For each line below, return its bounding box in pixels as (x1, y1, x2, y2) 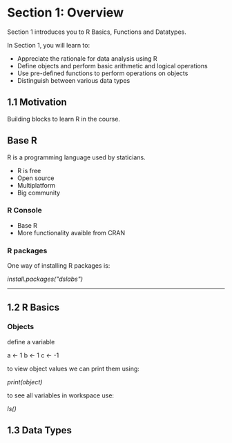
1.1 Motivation (7, 97, 67, 108)
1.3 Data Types (7, 424, 72, 436)
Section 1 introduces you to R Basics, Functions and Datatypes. (7, 28, 186, 36)
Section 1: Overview (7, 5, 124, 21)
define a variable (7, 337, 55, 346)
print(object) (7, 377, 43, 386)
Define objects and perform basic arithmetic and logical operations (17, 61, 209, 70)
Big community (17, 188, 61, 197)
